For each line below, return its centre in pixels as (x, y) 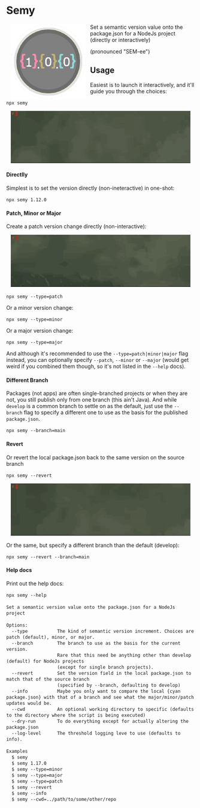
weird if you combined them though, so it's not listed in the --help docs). (96, 366)
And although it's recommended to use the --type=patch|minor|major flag (97, 354)
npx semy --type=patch (34, 297)
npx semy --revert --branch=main (48, 557)
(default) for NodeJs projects (45, 661)
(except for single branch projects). (105, 667)
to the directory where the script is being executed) (76, 715)
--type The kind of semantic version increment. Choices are (103, 631)
